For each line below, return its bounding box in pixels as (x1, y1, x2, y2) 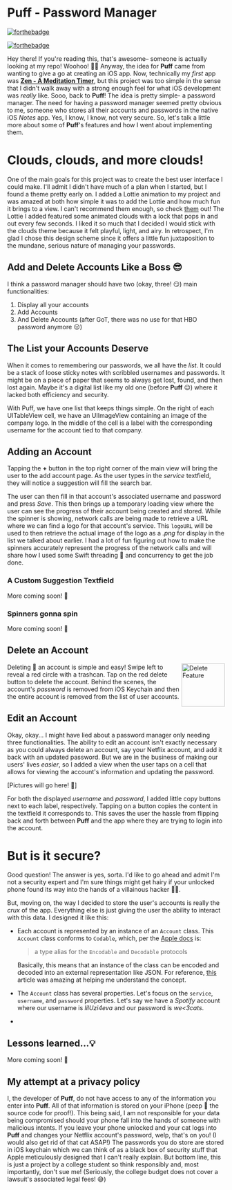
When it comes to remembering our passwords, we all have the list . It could (7, 361, 222, 369)
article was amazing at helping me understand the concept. (17, 976, 186, 984)
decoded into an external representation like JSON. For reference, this (17, 969, 217, 977)
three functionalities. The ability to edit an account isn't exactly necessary (7, 738, 217, 747)
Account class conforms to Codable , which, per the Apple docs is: (17, 934, 202, 942)
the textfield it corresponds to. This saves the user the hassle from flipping (7, 809, 220, 817)
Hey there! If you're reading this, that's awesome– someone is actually (7, 54, 207, 63)
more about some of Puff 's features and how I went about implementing (7, 120, 213, 129)
